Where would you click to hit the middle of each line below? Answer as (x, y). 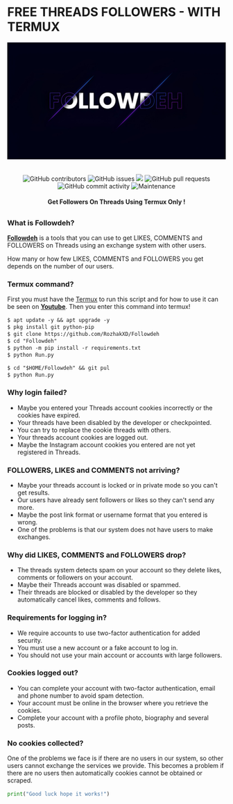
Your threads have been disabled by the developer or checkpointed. (114, 422)
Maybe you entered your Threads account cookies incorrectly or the (115, 408)
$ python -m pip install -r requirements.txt (74, 348)
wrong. (27, 522)
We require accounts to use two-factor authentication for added (109, 633)
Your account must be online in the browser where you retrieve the (113, 702)
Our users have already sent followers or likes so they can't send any (116, 500)
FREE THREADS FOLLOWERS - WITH (114, 12)
